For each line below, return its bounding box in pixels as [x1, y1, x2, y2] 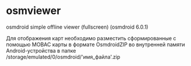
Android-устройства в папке [6, 47, 76, 54]
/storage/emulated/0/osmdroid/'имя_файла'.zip [6, 53, 121, 60]
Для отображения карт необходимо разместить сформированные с [6, 34, 176, 41]
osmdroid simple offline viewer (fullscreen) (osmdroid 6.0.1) [6, 23, 148, 30]
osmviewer [6, 4, 61, 18]
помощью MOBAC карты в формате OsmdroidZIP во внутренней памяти [6, 41, 185, 48]
